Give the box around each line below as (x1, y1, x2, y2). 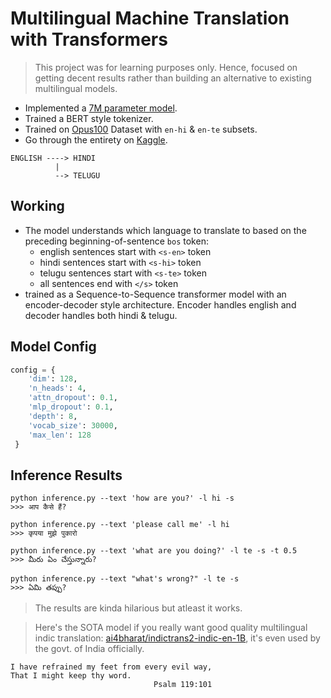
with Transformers (10, 28, 168, 51)
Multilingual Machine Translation (10, 7, 290, 30)
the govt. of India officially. (34, 643, 145, 655)
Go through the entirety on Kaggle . (24, 133, 168, 146)
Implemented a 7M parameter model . (24, 102, 178, 114)
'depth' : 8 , (28, 411, 78, 421)
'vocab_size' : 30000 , (28, 420, 118, 431)
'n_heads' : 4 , (28, 383, 87, 394)
